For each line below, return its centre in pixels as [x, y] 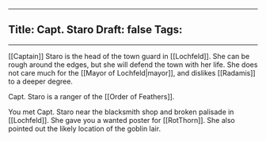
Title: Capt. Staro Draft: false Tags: [95, 30]
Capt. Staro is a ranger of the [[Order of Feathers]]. [91, 96]
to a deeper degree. [41, 81]
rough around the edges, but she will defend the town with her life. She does [133, 65]
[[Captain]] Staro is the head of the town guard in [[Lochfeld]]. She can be [129, 56]
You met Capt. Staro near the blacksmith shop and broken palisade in [121, 112]
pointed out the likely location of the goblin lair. [84, 128]
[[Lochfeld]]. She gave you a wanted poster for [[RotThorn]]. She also [122, 120]
